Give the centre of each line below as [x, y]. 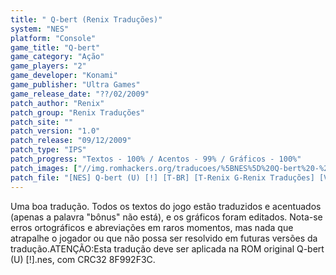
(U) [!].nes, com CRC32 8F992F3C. [83, 259]
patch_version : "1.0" [55, 131]
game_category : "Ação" [57, 57]
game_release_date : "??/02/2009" [80, 94]
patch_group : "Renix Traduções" [77, 112]
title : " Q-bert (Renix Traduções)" [86, 19]
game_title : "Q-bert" [55, 47]
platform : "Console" [53, 38]
